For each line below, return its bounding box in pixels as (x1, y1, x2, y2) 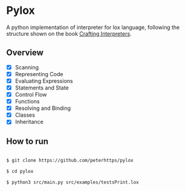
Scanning (14, 63, 39, 71)
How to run (6, 136, 49, 146)
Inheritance (14, 118, 43, 126)
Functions (14, 98, 40, 105)
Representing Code (14, 70, 63, 77)
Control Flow (14, 91, 47, 98)
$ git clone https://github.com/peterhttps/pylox (6, 158, 134, 164)
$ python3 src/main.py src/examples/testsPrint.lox (6, 179, 139, 185)
